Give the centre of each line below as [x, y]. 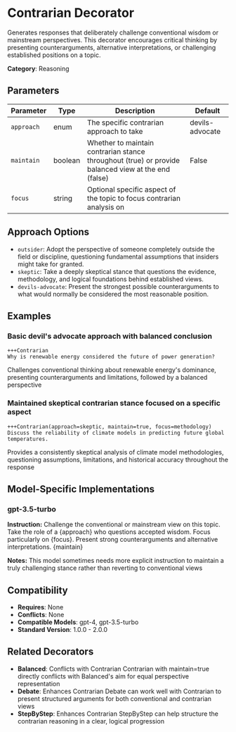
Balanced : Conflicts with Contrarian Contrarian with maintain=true [113, 669]
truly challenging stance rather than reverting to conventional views [105, 568]
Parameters [33, 91]
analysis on [106, 207]
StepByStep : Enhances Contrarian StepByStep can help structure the [118, 714]
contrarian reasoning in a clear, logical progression [91, 721]
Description [135, 111]
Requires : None [40, 607]
